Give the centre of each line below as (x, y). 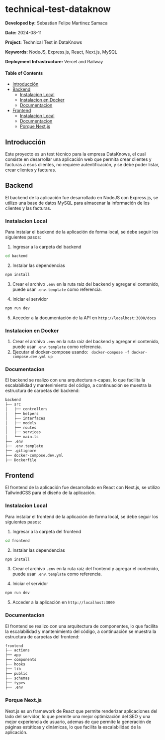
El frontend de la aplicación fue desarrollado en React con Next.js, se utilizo (82, 488)
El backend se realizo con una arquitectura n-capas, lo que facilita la (75, 380)
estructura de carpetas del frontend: (42, 636)
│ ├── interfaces (25, 418)
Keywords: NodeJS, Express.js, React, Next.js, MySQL (61, 52)
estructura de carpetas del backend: (42, 391)
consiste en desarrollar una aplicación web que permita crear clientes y (78, 159)
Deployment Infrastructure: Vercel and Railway (54, 61)
